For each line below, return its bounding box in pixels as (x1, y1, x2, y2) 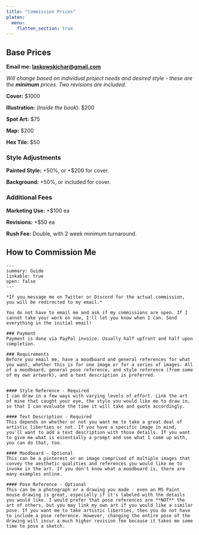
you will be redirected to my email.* (6, 299, 102, 305)
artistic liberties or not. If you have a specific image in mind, (6, 424, 178, 430)
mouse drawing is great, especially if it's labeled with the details (6, 492, 185, 498)
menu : (11, 20, 26, 26)
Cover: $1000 (6, 93, 41, 100)
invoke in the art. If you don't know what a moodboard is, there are (6, 466, 185, 472)
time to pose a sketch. (6, 523, 66, 530)
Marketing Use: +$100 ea (6, 207, 70, 214)
